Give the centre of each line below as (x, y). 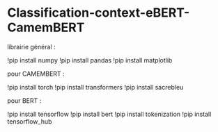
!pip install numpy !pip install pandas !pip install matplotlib (90, 60)
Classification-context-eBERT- (99, 13)
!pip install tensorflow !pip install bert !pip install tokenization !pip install (109, 114)
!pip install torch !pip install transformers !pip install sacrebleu (95, 87)
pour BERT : (24, 100)
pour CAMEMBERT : (36, 74)
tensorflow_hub (30, 121)
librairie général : (31, 47)
